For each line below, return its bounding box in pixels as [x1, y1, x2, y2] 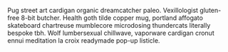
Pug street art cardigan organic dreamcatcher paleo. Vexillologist [7, 6, 198, 14]
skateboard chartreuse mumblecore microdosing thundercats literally [7, 21, 211, 29]
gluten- [199, 6, 222, 14]
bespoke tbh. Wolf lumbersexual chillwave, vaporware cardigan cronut [7, 28, 215, 37]
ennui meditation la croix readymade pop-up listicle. [7, 36, 160, 45]
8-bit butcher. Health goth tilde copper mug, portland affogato [21, 14, 203, 22]
